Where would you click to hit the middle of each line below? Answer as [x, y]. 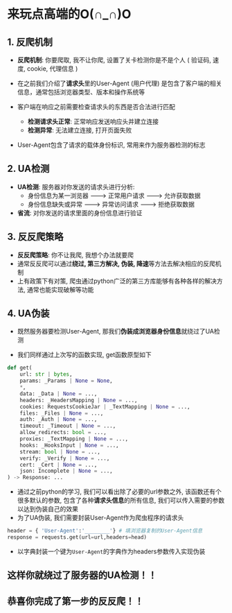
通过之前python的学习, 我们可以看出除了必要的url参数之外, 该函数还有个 [119, 492]
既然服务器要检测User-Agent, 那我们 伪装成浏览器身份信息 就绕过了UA [116, 331]
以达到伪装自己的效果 [47, 509]
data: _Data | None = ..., [59, 394]
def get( [20, 368]
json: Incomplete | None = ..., [66, 471]
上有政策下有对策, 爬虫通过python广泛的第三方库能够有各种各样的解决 [117, 281]
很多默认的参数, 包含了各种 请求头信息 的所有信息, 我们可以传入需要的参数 [121, 501]
